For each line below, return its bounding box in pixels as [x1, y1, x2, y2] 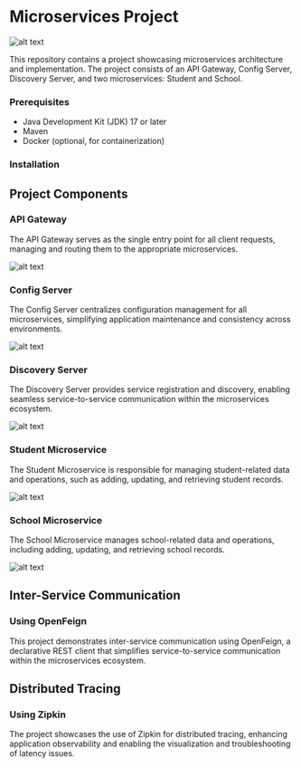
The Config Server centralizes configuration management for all [9, 304, 247, 315]
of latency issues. [9, 748, 75, 759]
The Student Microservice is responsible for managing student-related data [9, 464, 290, 475]
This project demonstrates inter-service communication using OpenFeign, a [9, 636, 291, 647]
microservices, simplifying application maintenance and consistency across [9, 314, 291, 325]
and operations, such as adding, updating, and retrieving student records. [9, 474, 284, 485]
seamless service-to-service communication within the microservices [9, 394, 269, 405]
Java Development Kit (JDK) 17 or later [22, 116, 167, 128]
